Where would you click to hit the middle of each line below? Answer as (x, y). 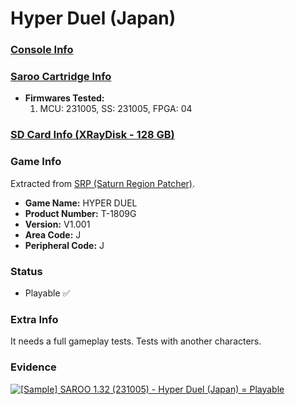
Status (26, 271)
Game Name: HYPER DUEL (81, 203)
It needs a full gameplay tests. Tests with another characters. (136, 341)
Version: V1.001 (57, 224)
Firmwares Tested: (64, 98)
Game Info (36, 162)
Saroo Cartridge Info (61, 77)
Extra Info (34, 319)
